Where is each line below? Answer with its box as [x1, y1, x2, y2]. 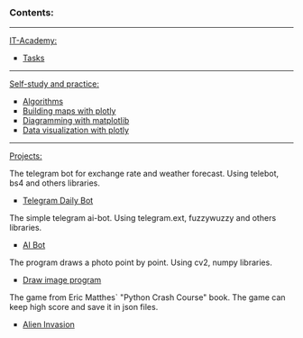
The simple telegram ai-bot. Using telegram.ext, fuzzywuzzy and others [9, 213, 277, 224]
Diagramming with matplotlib [22, 115, 130, 126]
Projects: [9, 151, 42, 161]
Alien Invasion [22, 319, 75, 330]
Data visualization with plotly [22, 124, 129, 136]
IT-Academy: [9, 35, 58, 46]
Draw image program [22, 275, 102, 286]
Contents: [9, 6, 54, 19]
